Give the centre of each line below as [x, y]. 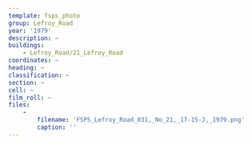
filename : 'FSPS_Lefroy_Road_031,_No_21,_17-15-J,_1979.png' [141, 120]
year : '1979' [30, 30]
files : [19, 105]
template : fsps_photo [44, 16]
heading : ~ [26, 68]
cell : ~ [21, 90]
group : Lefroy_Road [41, 23]
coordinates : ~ [34, 61]
